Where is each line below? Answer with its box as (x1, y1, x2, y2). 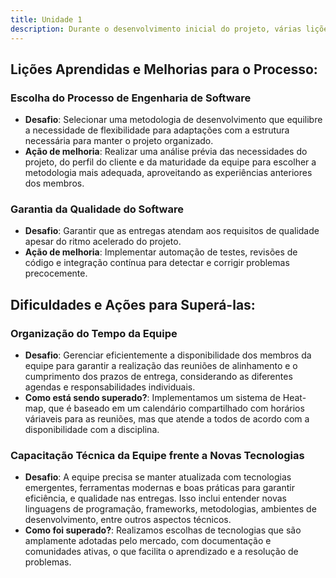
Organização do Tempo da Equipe (10, 326, 178, 340)
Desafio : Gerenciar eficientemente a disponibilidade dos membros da (24, 349, 312, 361)
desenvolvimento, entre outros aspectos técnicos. (24, 514, 232, 526)
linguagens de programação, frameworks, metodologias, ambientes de (24, 503, 317, 515)
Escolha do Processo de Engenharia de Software (10, 91, 252, 105)
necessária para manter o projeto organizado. (24, 135, 214, 147)
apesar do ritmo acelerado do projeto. (24, 236, 182, 248)
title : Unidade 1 (10, 14, 83, 25)
